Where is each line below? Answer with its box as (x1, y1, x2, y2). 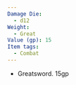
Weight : (7, 23, 30, 30)
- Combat (13, 50, 39, 57)
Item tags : (7, 43, 39, 50)
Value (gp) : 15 (7, 37, 52, 44)
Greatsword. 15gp (17, 69, 69, 78)
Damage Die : (7, 10, 42, 18)
